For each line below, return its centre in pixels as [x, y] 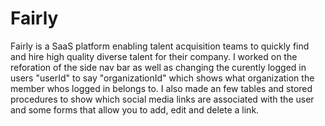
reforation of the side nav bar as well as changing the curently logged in [158, 67]
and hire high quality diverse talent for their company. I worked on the [154, 56]
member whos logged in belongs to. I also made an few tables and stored [161, 88]
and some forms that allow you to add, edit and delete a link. [135, 109]
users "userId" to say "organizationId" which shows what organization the [162, 78]
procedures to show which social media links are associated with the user [162, 99]
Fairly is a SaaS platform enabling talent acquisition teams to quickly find [160, 46]
